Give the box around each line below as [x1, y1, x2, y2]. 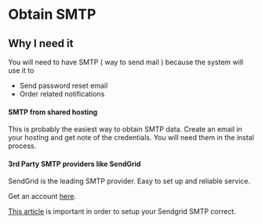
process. [8, 141, 37, 150]
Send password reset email [19, 81, 108, 90]
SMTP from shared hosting [8, 107, 98, 117]
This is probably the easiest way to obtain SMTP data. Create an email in [8, 125, 243, 134]
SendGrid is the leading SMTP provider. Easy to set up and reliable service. [8, 176, 251, 186]
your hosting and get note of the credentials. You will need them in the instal [8, 133, 255, 143]
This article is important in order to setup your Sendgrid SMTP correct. [8, 207, 237, 216]
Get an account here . [8, 192, 77, 201]
